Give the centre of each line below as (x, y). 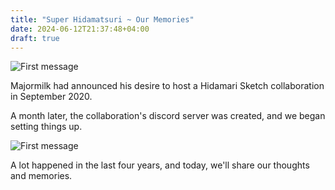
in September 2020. (51, 97)
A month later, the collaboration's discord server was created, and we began (168, 116)
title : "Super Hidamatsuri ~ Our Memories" (102, 19)
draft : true (35, 38)
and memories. (41, 176)
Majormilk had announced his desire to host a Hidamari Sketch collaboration (167, 86)
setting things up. (46, 127)
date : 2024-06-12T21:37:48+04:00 (80, 29)
